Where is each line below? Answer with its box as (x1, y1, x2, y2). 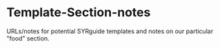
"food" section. (6, 34, 50, 42)
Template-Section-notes (6, 5, 151, 20)
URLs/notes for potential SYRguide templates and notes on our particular (6, 27, 214, 35)
